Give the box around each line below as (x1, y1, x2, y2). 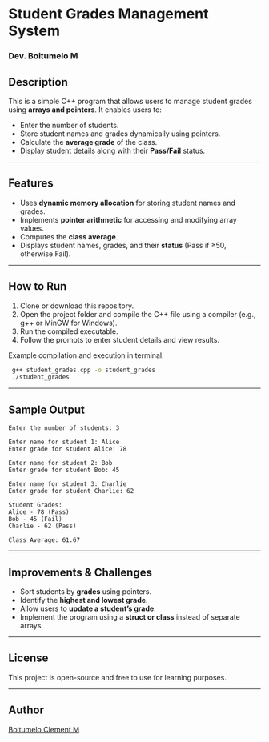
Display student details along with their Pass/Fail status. (19, 146, 206, 155)
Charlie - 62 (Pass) (8, 522, 78, 531)
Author (8, 704, 44, 717)
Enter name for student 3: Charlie (8, 480, 127, 488)
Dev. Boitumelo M (8, 50, 78, 62)
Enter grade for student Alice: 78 (8, 445, 127, 453)
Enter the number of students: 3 (8, 424, 120, 432)
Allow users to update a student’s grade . (19, 604, 156, 613)
